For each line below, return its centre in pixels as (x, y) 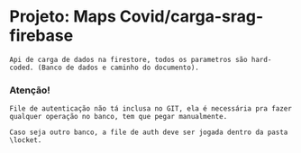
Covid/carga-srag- (192, 17)
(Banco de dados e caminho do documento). (119, 67)
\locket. (26, 140)
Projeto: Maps (63, 17)
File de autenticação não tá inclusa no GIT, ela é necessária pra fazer (151, 109)
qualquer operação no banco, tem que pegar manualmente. (119, 117)
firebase (41, 36)
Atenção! (30, 90)
